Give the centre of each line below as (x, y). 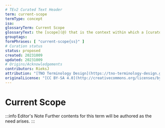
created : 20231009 (24, 55)
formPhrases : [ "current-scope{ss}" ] (45, 42)
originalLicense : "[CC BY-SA (35, 78)
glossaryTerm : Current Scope (35, 28)
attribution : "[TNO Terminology (38, 74)
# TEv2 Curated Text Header (34, 10)
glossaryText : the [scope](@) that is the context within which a (74, 32)
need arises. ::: (20, 121)
